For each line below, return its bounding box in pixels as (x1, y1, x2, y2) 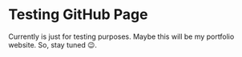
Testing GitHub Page (8, 6, 148, 24)
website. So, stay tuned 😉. (8, 40, 98, 49)
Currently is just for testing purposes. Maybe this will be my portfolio (8, 32, 235, 41)
